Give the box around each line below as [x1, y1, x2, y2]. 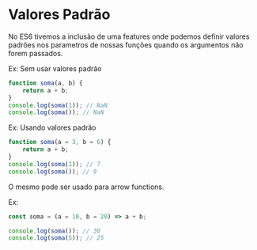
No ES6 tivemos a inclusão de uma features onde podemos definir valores [8, 32, 250, 41]
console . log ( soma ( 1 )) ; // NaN [8, 101, 108, 109]
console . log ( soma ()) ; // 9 [8, 168, 97, 176]
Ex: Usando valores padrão [8, 123, 96, 132]
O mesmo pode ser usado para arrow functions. [8, 182, 164, 191]
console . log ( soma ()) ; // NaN [8, 108, 104, 116]
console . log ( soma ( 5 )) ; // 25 [8, 234, 104, 242]
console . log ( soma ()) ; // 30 [8, 227, 101, 235]
